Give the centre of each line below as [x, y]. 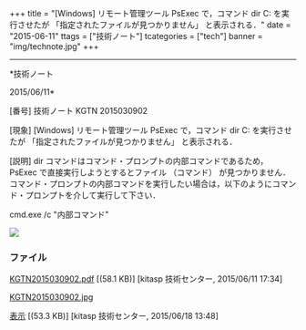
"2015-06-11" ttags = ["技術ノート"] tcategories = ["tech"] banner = [136, 36]
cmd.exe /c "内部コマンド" [59, 214]
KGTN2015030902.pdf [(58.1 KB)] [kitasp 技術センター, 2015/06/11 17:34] [146, 279]
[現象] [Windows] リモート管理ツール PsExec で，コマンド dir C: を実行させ [151, 130]
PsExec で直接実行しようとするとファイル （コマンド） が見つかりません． [150, 172]
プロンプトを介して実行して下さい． [93, 195]
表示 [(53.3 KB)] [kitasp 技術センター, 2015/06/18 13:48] [114, 316]
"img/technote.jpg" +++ [54, 46]
